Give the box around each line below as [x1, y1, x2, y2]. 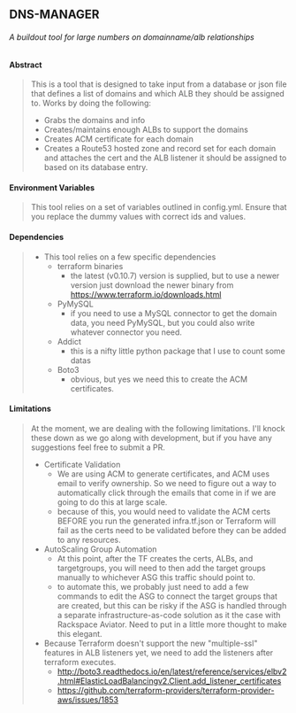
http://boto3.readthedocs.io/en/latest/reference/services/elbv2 [57, 666, 287, 677]
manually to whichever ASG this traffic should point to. [57, 571, 256, 583]
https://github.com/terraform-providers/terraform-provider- [57, 685, 275, 695]
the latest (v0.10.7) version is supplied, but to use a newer [70, 270, 280, 281]
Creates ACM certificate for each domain [43, 134, 194, 144]
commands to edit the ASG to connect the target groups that [57, 591, 278, 601]
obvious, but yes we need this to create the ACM [70, 374, 248, 384]
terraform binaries [57, 260, 124, 271]
